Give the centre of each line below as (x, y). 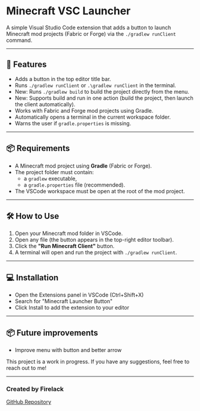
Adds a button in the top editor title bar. (63, 79)
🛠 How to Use (33, 216)
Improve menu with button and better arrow (68, 350)
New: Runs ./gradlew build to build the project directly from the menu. (102, 91)
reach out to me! (26, 368)
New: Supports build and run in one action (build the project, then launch (104, 98)
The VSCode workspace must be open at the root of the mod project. (100, 191)
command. (19, 40)
